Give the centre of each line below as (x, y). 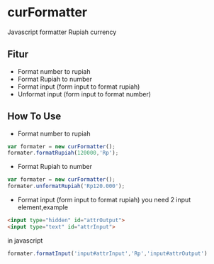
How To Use (34, 117)
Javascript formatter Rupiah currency (62, 32)
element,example (43, 207)
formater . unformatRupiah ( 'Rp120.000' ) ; (66, 186)
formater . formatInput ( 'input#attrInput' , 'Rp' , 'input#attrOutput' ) (107, 253)
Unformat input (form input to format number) (84, 94)
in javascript (25, 240)
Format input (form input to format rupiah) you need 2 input (104, 200)
